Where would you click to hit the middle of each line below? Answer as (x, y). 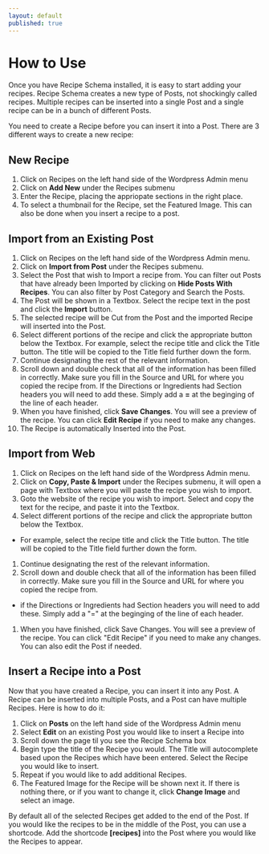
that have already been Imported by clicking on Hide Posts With (126, 284)
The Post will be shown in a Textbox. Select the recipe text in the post (135, 301)
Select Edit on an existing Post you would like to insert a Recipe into (132, 732)
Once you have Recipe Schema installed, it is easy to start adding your (125, 85)
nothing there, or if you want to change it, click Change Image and (130, 791)
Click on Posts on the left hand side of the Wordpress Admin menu (130, 723)
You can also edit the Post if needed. (81, 646)
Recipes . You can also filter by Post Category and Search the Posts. (132, 292)
